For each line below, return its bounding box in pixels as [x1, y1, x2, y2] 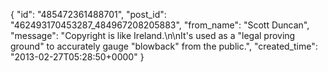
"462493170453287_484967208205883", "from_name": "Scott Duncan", [10, 19, 310, 31]
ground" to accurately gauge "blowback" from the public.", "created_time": [10, 40, 318, 52]
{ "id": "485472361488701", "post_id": [10, 9, 167, 20]
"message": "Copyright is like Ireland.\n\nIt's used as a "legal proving [10, 30, 296, 41]
